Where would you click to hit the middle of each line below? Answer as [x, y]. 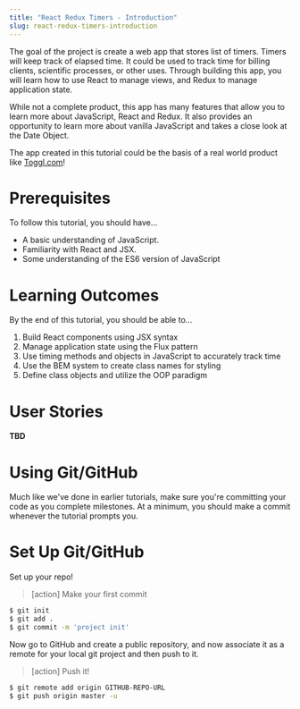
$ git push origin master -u [63, 696]
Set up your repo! [42, 577]
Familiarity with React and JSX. [79, 249]
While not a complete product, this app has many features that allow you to [147, 106]
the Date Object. [39, 135]
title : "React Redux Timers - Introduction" [93, 17]
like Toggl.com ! [37, 162]
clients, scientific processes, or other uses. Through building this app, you [146, 70]
